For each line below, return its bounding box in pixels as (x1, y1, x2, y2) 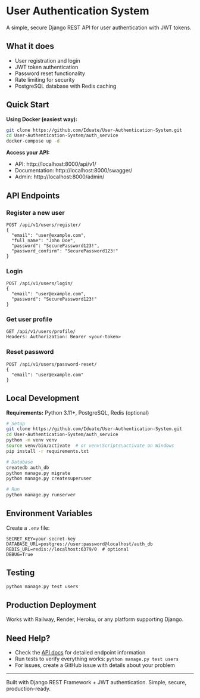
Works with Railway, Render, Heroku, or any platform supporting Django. (6, 616, 184, 623)
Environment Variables (6, 508, 93, 518)
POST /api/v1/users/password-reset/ (6, 361, 97, 367)
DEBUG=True (6, 551, 33, 557)
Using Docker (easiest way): (6, 115, 78, 123)
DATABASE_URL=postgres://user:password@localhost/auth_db (6, 541, 153, 547)
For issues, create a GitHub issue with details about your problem (14, 662, 176, 669)
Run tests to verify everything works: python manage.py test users (14, 655, 179, 663)
